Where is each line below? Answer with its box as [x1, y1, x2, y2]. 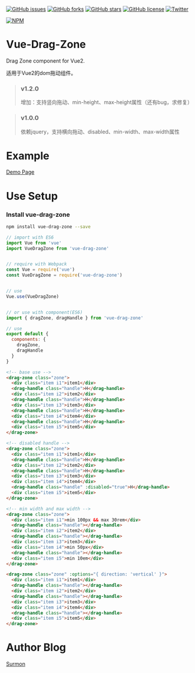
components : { [11, 337, 46, 343]
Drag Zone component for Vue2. [6, 57, 85, 64]
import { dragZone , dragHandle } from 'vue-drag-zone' [6, 315, 144, 321]
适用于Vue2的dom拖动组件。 [6, 69, 77, 76]
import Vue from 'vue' [6, 240, 62, 246]
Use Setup [6, 189, 58, 203]
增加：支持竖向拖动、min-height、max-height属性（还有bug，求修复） [20, 99, 193, 106]
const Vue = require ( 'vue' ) [6, 266, 75, 273]
